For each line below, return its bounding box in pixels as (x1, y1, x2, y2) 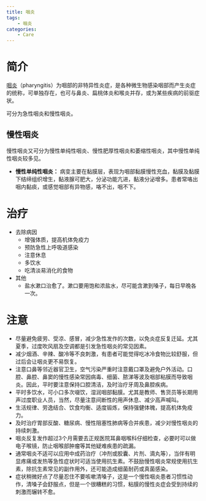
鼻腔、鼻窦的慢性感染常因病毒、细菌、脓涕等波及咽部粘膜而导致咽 (26, 373, 193, 380)
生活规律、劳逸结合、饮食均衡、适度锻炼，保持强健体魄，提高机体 (15, 403, 182, 411)
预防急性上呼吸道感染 (24, 243, 78, 251)
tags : (6, 15, 20, 21)
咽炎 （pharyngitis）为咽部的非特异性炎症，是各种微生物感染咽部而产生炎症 (6, 82, 196, 89)
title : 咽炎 (6, 9, 35, 15)
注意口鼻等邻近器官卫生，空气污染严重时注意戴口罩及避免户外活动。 (15, 365, 188, 373)
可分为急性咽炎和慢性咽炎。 (6, 110, 77, 117)
